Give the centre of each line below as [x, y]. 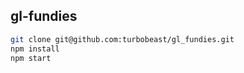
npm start [31, 58]
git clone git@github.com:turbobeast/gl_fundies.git [122, 39]
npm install [35, 49]
